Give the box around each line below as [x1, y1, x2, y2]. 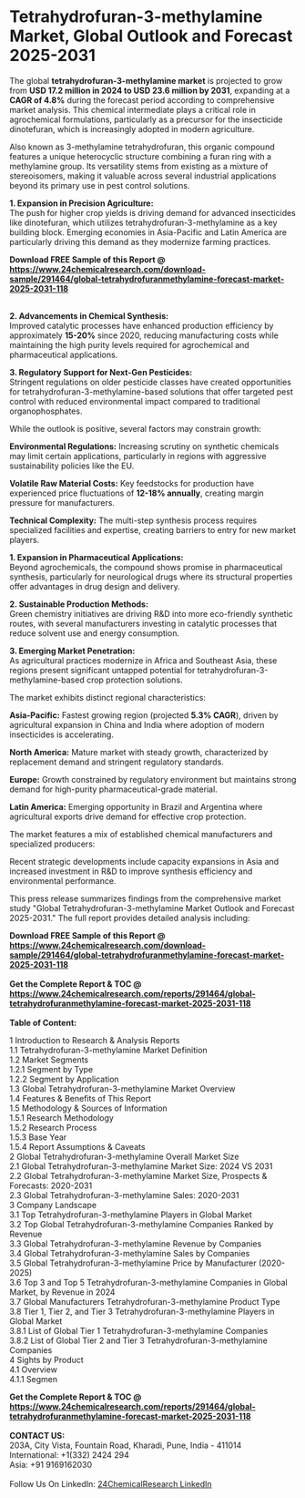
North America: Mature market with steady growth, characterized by [9, 746, 269, 757]
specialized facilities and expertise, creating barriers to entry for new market [9, 524, 296, 535]
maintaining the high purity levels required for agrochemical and [9, 339, 250, 350]
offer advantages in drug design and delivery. [9, 580, 180, 591]
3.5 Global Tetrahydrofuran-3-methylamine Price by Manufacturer [9, 1257, 257, 1268]
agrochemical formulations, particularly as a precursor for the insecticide [9, 114, 283, 125]
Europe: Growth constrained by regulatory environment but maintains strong [9, 774, 297, 785]
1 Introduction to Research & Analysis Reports [9, 1034, 180, 1045]
